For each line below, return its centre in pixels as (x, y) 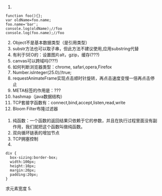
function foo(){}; (24, 16)
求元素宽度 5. (19, 189)
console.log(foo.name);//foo (35, 33)
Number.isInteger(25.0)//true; (42, 72)
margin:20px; (23, 171)
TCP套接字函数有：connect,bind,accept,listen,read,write (69, 102)
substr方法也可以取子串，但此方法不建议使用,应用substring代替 (76, 48)
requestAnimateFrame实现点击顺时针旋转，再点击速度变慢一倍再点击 (81, 78)
